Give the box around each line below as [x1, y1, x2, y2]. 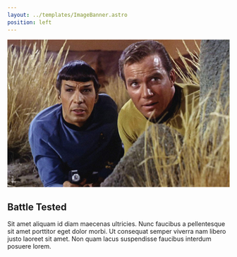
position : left [7, 18, 52, 26]
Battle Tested [7, 201, 67, 213]
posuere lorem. [7, 242, 51, 250]
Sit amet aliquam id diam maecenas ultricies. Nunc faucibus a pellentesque [7, 219, 226, 228]
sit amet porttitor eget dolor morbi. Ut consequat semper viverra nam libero [7, 227, 226, 235]
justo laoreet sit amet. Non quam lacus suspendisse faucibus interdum [7, 234, 212, 243]
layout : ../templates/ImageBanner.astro [7, 11, 128, 18]
